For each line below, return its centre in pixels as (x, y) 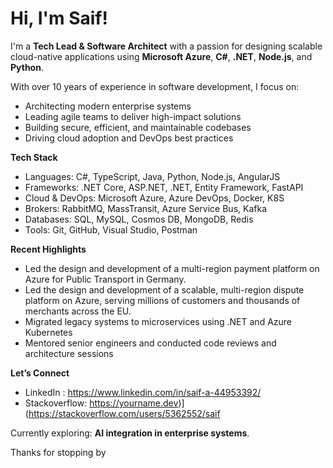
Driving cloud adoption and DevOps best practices (129, 138)
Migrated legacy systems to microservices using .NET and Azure (158, 321)
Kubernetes (48, 332)
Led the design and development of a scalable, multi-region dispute (164, 289)
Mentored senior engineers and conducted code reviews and (150, 343)
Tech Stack (34, 157)
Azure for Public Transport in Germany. (105, 279)
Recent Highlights (48, 249)
